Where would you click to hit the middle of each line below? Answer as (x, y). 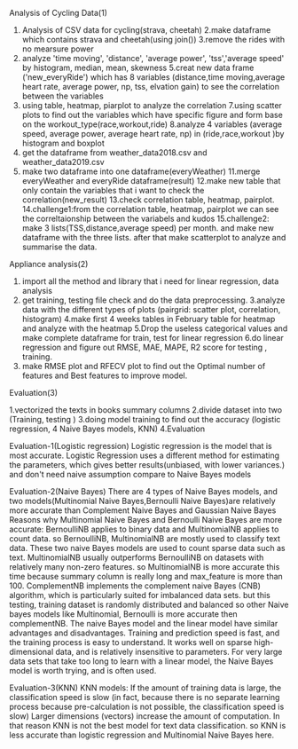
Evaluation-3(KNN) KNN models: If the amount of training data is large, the (145, 688)
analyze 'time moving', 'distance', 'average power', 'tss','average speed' (153, 58)
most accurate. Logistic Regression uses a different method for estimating (145, 455)
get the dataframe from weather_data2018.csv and (114, 153)
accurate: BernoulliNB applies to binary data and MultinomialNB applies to (144, 529)
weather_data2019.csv (63, 162)
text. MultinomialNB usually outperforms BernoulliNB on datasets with (137, 557)
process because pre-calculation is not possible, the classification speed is (147, 706)
